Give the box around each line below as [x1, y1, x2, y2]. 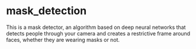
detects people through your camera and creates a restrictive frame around [6, 30, 191, 37]
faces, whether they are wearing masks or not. [6, 36, 120, 43]
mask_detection [6, 4, 87, 18]
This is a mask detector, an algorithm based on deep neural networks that [6, 24, 186, 31]
